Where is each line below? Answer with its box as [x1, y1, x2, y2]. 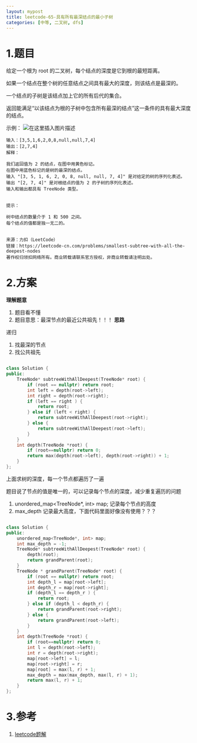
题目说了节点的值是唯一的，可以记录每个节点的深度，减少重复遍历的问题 [6, 487, 181, 494]
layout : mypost [6, 8, 44, 15]
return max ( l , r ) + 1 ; [27, 677, 83, 684]
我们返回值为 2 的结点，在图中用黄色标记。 [6, 161, 98, 168]
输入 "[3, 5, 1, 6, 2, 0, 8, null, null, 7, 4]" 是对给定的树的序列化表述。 [6, 174, 185, 180]
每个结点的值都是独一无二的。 [6, 220, 68, 226]
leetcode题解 [14, 730, 47, 738]
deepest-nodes [6, 248, 41, 255]
